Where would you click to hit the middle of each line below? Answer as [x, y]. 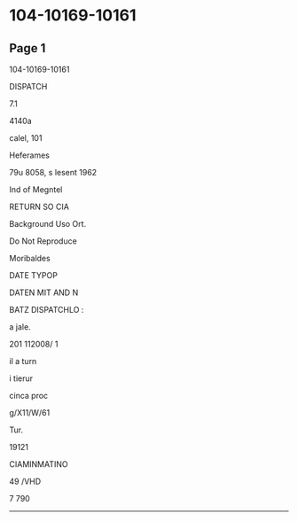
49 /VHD [25, 481]
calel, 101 [26, 138]
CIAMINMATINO [39, 464]
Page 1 [27, 48]
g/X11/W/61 [30, 412]
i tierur [21, 378]
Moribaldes [30, 258]
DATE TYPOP [33, 275]
